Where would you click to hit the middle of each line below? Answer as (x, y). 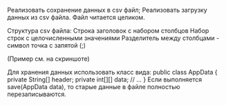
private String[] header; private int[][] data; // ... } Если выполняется (105, 79)
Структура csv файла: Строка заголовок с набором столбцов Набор (108, 31)
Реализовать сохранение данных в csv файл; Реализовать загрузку (107, 10)
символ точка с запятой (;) (47, 45)
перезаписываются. (37, 94)
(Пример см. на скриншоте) (48, 59)
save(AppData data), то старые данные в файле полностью (94, 87)
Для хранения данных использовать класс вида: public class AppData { (112, 72)
